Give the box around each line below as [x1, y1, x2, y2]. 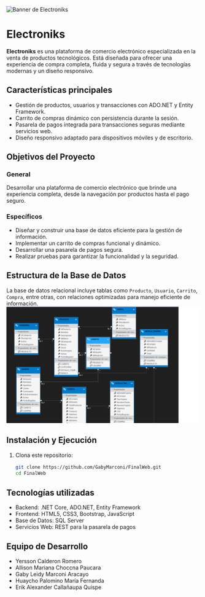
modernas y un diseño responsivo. [6, 67, 94, 74]
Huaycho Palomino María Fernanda [15, 577, 104, 584]
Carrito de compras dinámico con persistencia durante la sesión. [15, 114, 179, 122]
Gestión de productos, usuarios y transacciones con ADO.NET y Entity [15, 101, 193, 109]
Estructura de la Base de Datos [6, 270, 126, 281]
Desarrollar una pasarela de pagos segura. [15, 246, 123, 253]
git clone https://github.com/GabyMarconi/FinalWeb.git [15, 464, 161, 470]
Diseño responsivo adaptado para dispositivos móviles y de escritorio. [15, 134, 193, 141]
